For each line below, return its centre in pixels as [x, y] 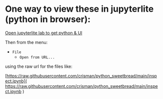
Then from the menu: [26, 42]
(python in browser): [48, 19]
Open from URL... [37, 57]
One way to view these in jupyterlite [80, 9]
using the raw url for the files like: [39, 66]
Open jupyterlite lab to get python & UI [44, 33]
